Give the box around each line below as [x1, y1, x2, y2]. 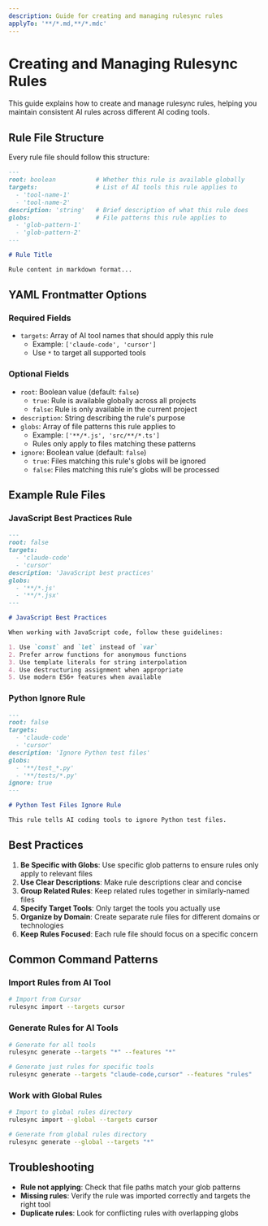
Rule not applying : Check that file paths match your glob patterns [19, 1182, 241, 1192]
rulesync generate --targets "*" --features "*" [8, 1048, 176, 1057]
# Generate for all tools [8, 1041, 96, 1049]
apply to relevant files [19, 868, 93, 878]
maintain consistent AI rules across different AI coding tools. [8, 107, 210, 117]
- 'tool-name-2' [15, 198, 71, 207]
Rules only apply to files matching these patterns [32, 438, 197, 448]
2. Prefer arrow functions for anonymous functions [8, 650, 187, 659]
